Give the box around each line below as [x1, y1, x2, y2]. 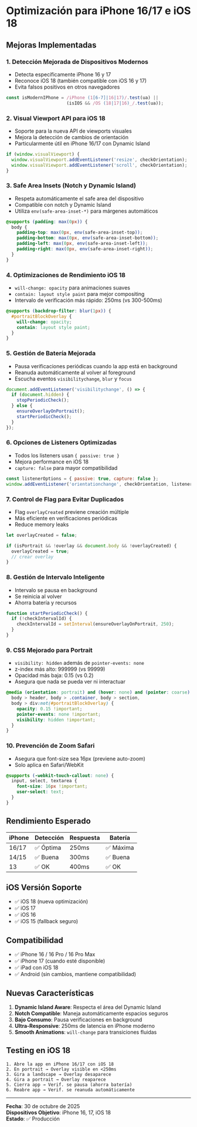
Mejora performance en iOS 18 [14, 458, 89, 465]
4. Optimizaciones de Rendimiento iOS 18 [6, 271, 126, 279]
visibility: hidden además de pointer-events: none [14, 660, 145, 667]
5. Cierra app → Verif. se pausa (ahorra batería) [6, 1082, 133, 1088]
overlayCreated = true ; [11, 548, 69, 554]
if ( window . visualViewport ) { [6, 151, 80, 157]
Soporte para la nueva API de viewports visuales [14, 127, 132, 134]
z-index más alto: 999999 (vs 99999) [14, 665, 106, 673]
